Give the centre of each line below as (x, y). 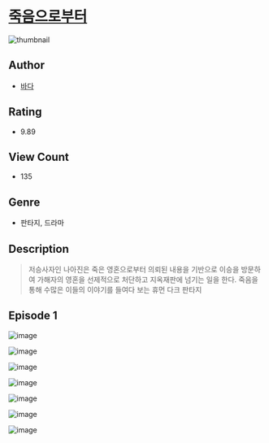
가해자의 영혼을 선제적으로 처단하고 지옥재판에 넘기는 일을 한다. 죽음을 (148, 280)
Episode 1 (33, 316)
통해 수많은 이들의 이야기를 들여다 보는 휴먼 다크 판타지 (115, 290)
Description (39, 249)
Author (26, 65)
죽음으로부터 (48, 17)
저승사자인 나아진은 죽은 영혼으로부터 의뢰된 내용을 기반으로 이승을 (134, 269)
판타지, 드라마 (42, 223)
